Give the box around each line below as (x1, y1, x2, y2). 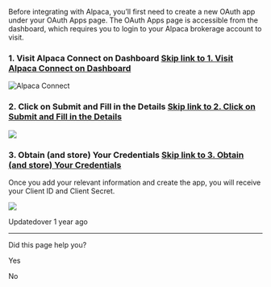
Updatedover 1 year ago (8, 217, 89, 227)
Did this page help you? (8, 239, 87, 249)
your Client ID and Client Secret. (8, 185, 115, 196)
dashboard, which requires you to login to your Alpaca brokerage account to (8, 24, 262, 33)
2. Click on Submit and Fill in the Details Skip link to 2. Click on (8, 101, 256, 112)
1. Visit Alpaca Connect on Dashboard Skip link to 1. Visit (8, 52, 234, 64)
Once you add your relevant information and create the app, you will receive (8, 177, 261, 187)
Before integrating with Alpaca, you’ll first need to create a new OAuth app (8, 7, 256, 16)
